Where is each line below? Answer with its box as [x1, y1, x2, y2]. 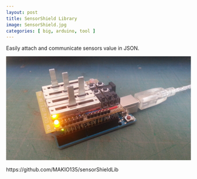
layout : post [6, 9, 38, 15]
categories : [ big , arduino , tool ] [6, 28, 96, 34]
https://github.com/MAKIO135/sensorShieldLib [6, 166, 119, 173]
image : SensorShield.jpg [6, 22, 67, 27]
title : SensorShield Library [6, 15, 77, 22]
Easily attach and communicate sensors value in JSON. [6, 44, 140, 52]
